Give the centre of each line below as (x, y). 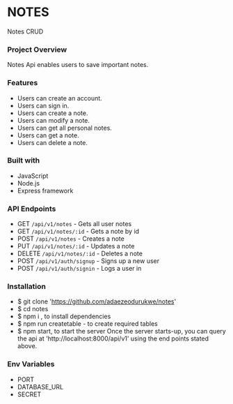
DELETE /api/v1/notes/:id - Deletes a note (80, 254)
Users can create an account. (59, 98)
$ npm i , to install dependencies (64, 316)
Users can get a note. (48, 135)
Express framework (45, 190)
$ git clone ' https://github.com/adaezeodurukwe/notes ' (97, 301)
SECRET (29, 394)
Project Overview (37, 50)
